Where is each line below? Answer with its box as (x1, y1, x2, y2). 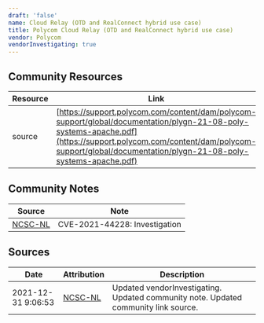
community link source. (112, 302, 199, 313)
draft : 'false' (8, 11, 58, 20)
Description (159, 269, 205, 280)
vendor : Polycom (8, 33, 61, 42)
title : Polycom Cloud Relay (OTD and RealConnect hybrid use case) (8, 26, 234, 34)
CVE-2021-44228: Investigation (57, 218, 182, 229)
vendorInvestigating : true (8, 41, 97, 49)
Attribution (62, 269, 104, 280)
